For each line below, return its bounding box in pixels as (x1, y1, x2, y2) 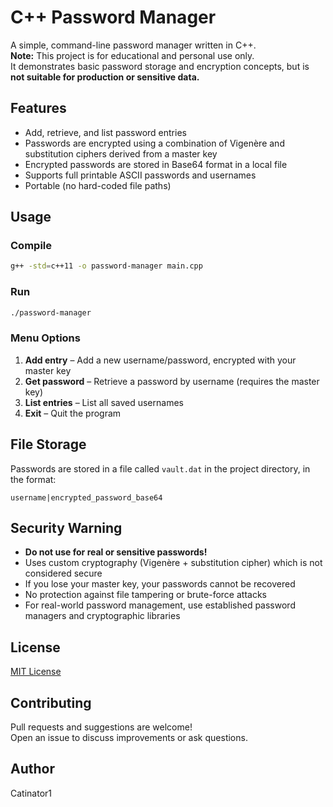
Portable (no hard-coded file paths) (24, 179, 172, 191)
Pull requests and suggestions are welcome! (10, 721, 193, 733)
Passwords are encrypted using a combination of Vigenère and (24, 137, 285, 149)
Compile (10, 239, 52, 253)
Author (10, 761, 55, 778)
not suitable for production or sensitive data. (10, 71, 200, 83)
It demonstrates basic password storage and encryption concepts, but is (10, 60, 310, 72)
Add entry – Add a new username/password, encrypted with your (24, 354, 297, 366)
